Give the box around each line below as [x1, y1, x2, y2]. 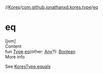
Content [5, 43, 22, 49]
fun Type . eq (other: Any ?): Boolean [5, 48, 76, 54]
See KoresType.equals [5, 63, 51, 69]
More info [5, 54, 25, 60]
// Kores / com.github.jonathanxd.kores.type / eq [5, 4, 98, 10]
